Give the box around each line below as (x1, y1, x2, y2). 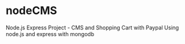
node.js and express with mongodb (5, 30, 95, 37)
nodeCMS (5, 4, 57, 18)
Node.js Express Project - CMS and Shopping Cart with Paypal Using (5, 24, 180, 31)
